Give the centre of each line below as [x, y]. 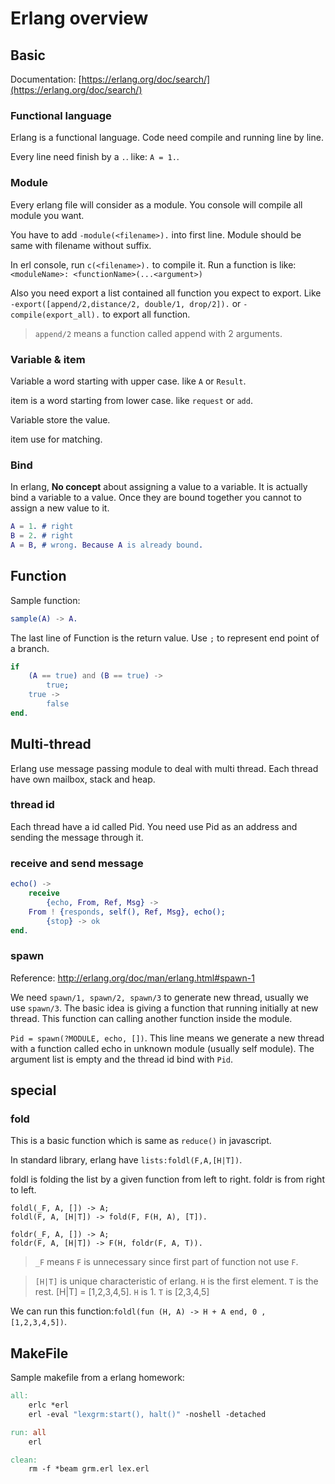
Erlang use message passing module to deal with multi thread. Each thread [164, 768]
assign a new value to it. [60, 508]
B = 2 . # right [42, 536]
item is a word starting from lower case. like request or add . [131, 400]
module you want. [47, 215]
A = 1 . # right [42, 527]
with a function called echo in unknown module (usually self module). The [162, 1048]
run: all [28, 1432]
